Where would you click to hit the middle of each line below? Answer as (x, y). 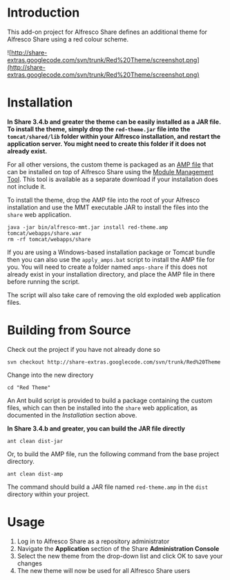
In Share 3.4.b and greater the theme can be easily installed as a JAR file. (114, 122)
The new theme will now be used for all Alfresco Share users (104, 570)
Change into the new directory (50, 375)
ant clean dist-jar (35, 441)
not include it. (27, 186)
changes (30, 563)
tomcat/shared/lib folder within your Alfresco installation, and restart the (114, 136)
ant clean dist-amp (35, 474)
